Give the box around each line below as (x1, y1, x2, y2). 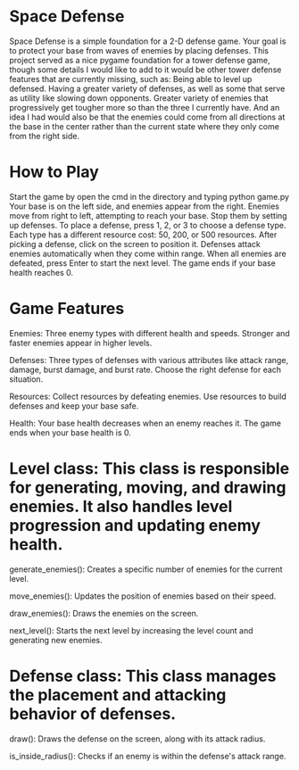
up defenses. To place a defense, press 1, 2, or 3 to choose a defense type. (9, 219, 287, 230)
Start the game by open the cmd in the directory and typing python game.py (9, 191, 290, 202)
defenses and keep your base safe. (9, 400, 139, 411)
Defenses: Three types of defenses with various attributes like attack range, (9, 354, 288, 365)
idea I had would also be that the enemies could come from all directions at (9, 112, 286, 122)
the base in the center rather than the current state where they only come (9, 120, 279, 131)
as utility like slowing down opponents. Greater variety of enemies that (9, 92, 269, 103)
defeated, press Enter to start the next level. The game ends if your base (9, 257, 277, 269)
